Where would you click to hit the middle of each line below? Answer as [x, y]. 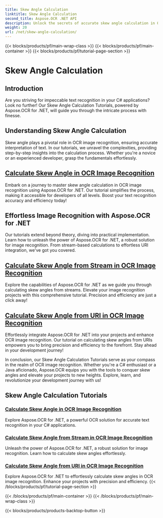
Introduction [24, 89]
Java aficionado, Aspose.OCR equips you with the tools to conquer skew [78, 370]
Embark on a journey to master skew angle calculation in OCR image [73, 185]
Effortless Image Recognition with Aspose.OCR [78, 216]
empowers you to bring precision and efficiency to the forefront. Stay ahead [81, 345]
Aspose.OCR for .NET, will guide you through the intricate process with [76, 110]
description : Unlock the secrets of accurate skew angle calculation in [80, 23]
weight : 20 [16, 28]
